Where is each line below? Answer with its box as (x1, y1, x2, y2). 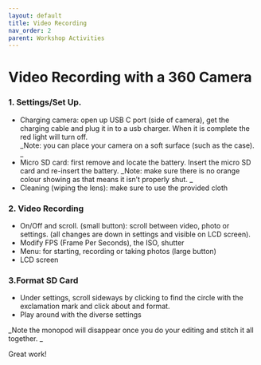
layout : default (8, 11, 62, 20)
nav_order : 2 (8, 26, 52, 34)
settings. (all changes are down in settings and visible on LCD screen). (19, 229, 251, 240)
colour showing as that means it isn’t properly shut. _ (19, 174, 193, 184)
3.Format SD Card (8, 275, 79, 286)
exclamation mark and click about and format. (19, 301, 170, 311)
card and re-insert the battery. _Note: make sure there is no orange (19, 165, 240, 176)
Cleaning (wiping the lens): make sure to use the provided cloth (19, 183, 228, 192)
